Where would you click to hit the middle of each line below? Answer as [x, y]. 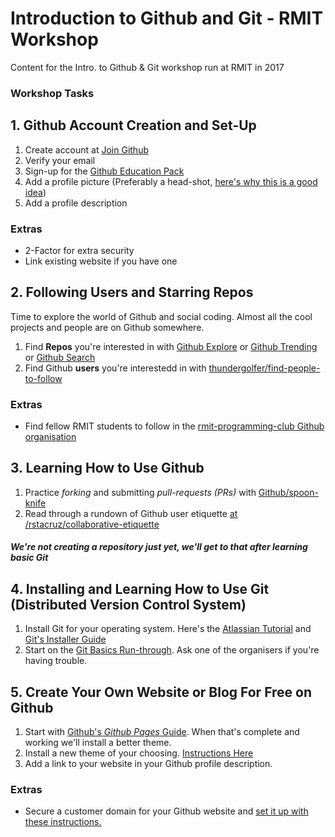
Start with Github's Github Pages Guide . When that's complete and [162, 732]
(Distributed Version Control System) [128, 604]
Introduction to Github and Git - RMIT [167, 18]
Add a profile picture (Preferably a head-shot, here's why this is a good [171, 181]
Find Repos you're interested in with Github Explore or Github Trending [171, 346]
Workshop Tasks [52, 93]
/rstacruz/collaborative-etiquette [92, 524]
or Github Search [60, 357]
